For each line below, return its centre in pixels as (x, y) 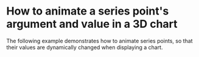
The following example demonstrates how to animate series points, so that (100, 41)
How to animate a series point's (88, 11)
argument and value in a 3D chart (92, 24)
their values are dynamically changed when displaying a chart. (85, 47)
